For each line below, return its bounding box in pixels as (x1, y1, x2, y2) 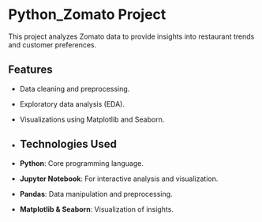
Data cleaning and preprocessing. (19, 84, 130, 93)
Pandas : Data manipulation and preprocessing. (19, 189, 173, 198)
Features (8, 63, 53, 77)
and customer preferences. (8, 40, 97, 49)
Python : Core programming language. (19, 158, 144, 167)
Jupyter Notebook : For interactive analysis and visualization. (19, 174, 219, 183)
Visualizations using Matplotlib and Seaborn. (19, 115, 165, 124)
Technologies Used (19, 137, 117, 151)
